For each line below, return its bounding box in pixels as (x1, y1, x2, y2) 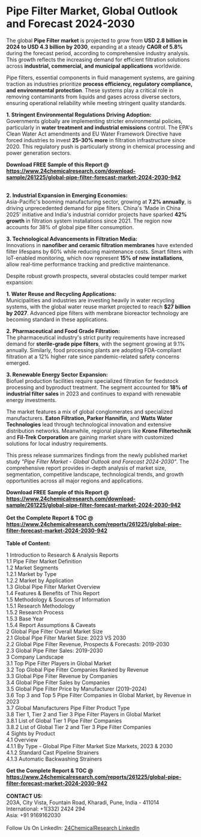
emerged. (6, 359, 30, 367)
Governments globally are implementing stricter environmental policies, (6, 117, 183, 124)
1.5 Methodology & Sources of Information (6, 596, 111, 603)
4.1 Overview (6, 736, 38, 743)
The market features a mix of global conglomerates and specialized (6, 408, 173, 415)
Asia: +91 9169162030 (6, 811, 61, 818)
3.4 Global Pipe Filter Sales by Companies (6, 679, 110, 686)
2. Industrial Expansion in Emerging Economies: (6, 191, 128, 199)
